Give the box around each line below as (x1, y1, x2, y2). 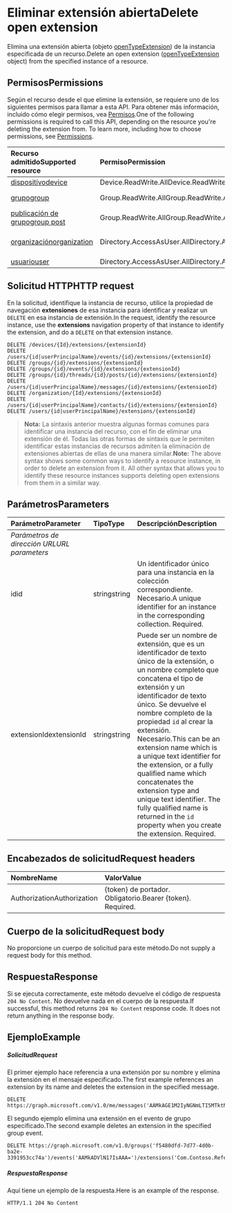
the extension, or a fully (137, 760, 213, 770)
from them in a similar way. (23, 478, 101, 487)
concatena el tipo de (137, 674, 204, 683)
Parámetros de (10, 530, 59, 540)
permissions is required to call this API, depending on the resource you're (7, 117, 216, 126)
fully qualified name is (137, 803, 209, 813)
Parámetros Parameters (7, 498, 110, 510)
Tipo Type (93, 519, 125, 529)
